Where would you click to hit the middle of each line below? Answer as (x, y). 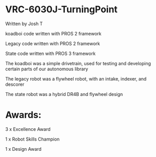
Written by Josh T (24, 24)
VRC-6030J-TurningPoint (61, 9)
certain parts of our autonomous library (47, 69)
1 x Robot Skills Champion (32, 139)
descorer (15, 84)
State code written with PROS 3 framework (50, 53)
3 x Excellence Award (28, 129)
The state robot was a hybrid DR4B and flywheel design (64, 94)
